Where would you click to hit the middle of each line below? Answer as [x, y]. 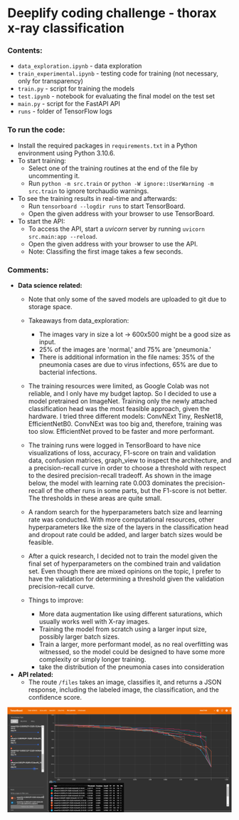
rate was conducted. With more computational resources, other [121, 520]
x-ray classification [66, 28]
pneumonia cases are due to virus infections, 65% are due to [128, 365]
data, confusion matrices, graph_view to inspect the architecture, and [130, 460]
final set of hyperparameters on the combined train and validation [124, 564]
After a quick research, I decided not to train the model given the [123, 556]
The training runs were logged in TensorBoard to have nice [115, 445]
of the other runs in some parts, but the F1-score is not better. [137, 491]
